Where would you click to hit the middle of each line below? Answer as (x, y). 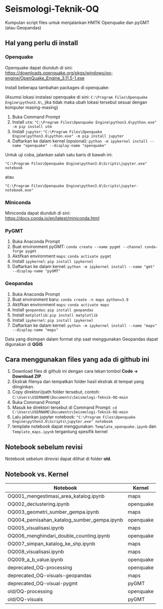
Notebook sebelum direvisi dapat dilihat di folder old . (58, 459)
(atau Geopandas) (23, 27)
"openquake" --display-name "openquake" (65, 146)
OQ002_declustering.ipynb (39, 504)
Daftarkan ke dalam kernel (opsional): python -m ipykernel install (80, 141)
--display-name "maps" (35, 330)
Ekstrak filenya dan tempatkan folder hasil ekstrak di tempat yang (78, 381)
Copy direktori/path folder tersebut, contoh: (56, 392)
